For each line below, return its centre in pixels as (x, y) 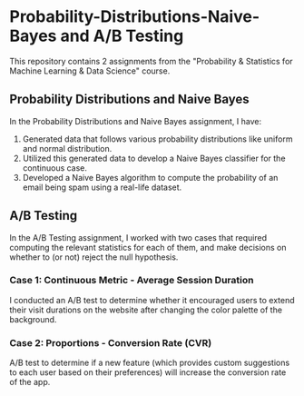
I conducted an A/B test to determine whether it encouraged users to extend (152, 300)
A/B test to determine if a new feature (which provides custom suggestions (150, 363)
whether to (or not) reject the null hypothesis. (94, 257)
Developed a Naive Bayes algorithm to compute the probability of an (150, 177)
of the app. (30, 382)
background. (33, 319)
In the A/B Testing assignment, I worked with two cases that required (138, 237)
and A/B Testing (122, 36)
